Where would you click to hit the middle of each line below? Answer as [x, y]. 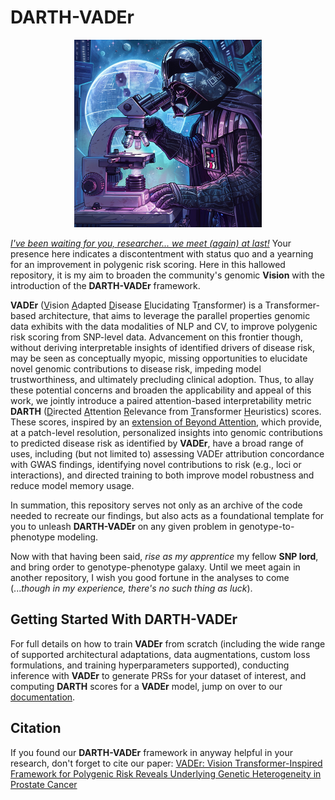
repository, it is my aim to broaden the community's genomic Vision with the [168, 275]
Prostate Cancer [44, 784]
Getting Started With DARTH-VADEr [124, 619]
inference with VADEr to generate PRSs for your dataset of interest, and [158, 675]
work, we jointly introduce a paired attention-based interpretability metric [161, 400]
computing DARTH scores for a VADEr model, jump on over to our [146, 686]
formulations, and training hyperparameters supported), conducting [150, 665]
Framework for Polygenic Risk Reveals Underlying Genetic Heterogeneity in [166, 773]
